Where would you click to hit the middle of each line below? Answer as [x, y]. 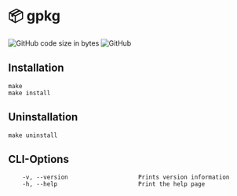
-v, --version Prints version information [126, 178]
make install [29, 93]
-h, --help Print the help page [114, 184]
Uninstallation [43, 117]
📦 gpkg [35, 16]
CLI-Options [38, 159]
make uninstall [33, 135]
